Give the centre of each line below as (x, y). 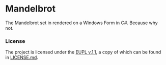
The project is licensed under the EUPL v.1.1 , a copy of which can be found (83, 52)
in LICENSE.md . (22, 57)
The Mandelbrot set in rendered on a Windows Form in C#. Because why (81, 23)
